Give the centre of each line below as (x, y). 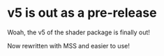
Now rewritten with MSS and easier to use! (69, 45)
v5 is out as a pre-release (82, 13)
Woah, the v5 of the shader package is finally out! (79, 32)
